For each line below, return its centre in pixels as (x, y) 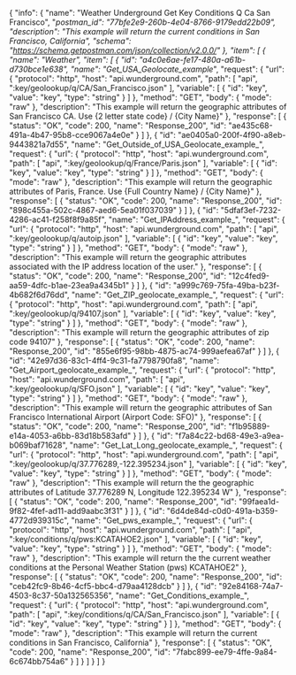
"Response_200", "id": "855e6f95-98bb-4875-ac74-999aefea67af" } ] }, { (144, 351)
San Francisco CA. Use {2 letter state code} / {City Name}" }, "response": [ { (148, 116)
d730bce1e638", (39, 69)
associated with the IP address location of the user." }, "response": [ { (136, 266)
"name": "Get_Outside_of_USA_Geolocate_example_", (167, 144)
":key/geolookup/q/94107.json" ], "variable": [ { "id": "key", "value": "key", (143, 314)
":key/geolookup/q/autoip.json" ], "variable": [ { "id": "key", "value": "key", (144, 238)
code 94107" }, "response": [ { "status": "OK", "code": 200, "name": (132, 341)
